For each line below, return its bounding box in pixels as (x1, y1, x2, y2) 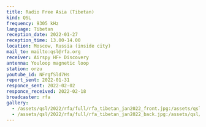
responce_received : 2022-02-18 (6, 89, 86, 95)
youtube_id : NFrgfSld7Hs (6, 71, 70, 78)
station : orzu (6, 65, 43, 72)
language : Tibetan (6, 26, 53, 32)
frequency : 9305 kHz (6, 20, 59, 26)
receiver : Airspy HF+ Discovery (6, 54, 89, 60)
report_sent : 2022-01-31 (6, 77, 70, 83)
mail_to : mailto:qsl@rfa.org (6, 49, 81, 55)
